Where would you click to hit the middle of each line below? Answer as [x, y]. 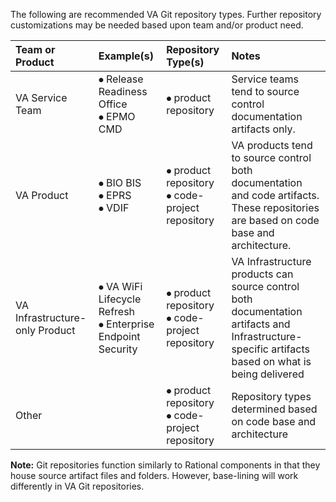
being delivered [268, 374]
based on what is [271, 361]
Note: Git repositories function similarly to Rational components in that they [165, 465]
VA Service [41, 97]
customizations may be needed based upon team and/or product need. [157, 25]
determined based [274, 409]
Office [113, 104]
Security [118, 349]
